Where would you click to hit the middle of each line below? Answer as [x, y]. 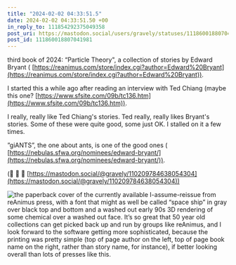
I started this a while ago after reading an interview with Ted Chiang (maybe [117, 88]
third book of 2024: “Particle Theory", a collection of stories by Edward [110, 60]
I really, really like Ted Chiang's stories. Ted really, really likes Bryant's [109, 117]
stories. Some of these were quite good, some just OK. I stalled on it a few [114, 124]
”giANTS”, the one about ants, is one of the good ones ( [87, 145]
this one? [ [22, 96]
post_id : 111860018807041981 [50, 40]
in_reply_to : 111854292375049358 [56, 27]
